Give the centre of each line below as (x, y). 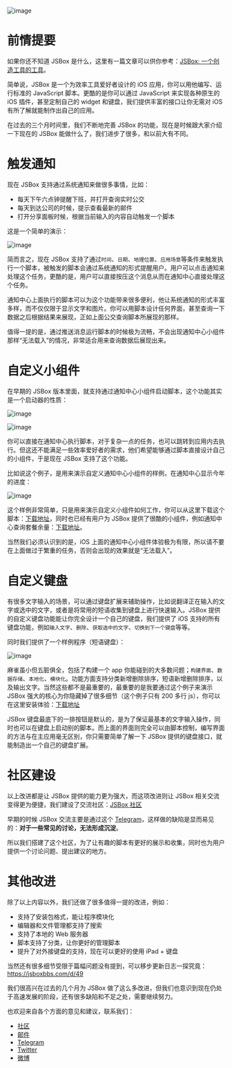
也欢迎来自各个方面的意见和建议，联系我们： (71, 1011)
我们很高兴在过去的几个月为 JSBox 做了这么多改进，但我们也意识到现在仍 (112, 988)
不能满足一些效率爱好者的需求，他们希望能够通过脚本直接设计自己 (131, 449)
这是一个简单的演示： (37, 231)
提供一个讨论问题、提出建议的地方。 (59, 851)
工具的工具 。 (31, 70)
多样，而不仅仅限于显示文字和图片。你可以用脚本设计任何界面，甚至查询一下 (116, 308)
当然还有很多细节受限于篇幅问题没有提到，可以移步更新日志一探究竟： (107, 966)
